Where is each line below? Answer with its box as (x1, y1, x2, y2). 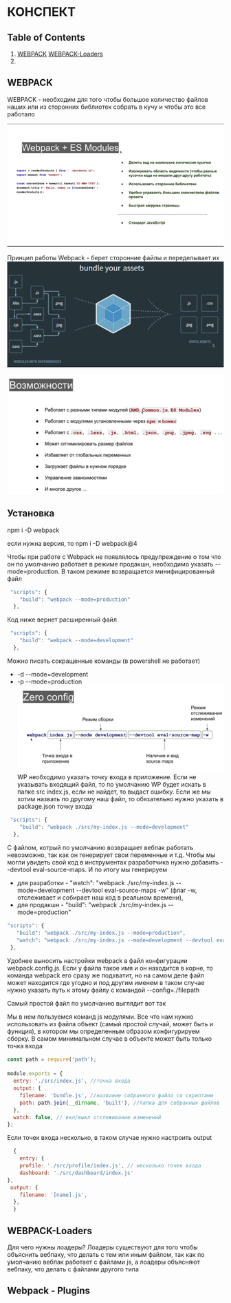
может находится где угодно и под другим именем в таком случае (7, 978, 205, 986)
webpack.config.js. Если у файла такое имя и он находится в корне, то (7, 964, 213, 972)
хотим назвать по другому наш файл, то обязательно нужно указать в (16, 795, 224, 803)
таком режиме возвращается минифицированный (67, 567, 215, 575)
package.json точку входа (16, 803, 93, 811)
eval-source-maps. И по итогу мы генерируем (32, 865, 167, 874)
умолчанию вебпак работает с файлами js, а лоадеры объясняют (7, 1258, 201, 1267)
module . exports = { (7, 1070, 63, 1077)
